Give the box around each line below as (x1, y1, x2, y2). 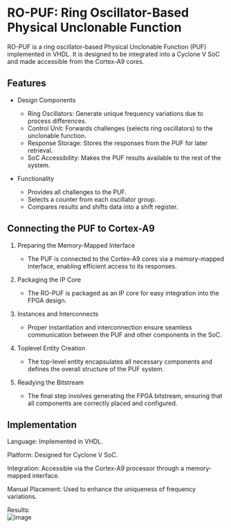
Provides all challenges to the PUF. (27, 187, 127, 196)
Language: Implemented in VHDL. (7, 437, 104, 445)
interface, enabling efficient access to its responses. (27, 262, 177, 270)
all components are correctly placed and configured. (27, 399, 178, 407)
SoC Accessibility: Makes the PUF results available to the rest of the (27, 153, 221, 162)
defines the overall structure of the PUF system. (27, 364, 165, 373)
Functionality (17, 174, 55, 182)
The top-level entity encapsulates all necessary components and (27, 357, 213, 366)
